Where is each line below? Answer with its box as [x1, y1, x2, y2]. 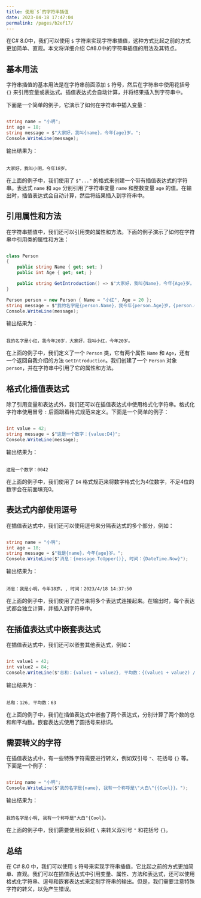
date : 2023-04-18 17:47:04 [6, 14, 74, 20]
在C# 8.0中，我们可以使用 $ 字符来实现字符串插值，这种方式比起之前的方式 [6, 37, 191, 44]
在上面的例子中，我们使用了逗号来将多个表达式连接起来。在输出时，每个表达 [6, 597, 195, 605]
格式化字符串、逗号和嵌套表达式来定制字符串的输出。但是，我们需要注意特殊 [6, 878, 195, 885]
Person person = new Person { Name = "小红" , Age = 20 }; [6, 297, 153, 303]
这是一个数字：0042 [6, 466, 48, 472]
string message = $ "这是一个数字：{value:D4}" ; [6, 431, 121, 438]
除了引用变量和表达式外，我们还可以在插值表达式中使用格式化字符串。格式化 [6, 401, 195, 408]
